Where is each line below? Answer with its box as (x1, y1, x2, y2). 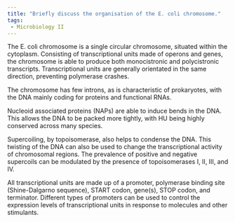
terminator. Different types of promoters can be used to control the (7, 193, 201, 202)
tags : (7, 17, 23, 24)
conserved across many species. (7, 122, 103, 130)
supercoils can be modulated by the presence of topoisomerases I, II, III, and (7, 158, 229, 166)
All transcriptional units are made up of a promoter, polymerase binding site (7, 179, 225, 187)
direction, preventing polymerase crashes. (7, 72, 130, 81)
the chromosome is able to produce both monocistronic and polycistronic (7, 57, 220, 66)
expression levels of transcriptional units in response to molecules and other (7, 201, 228, 209)
